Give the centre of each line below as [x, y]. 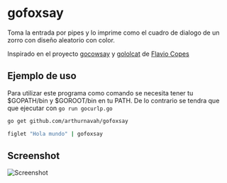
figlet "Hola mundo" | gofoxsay [55, 134]
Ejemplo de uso [42, 76]
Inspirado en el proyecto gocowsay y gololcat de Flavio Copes [98, 54]
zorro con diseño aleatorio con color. [61, 40]
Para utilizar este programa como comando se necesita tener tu [100, 93]
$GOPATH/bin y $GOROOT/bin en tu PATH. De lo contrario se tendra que [113, 100]
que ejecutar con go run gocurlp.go [60, 108]
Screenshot [34, 156]
